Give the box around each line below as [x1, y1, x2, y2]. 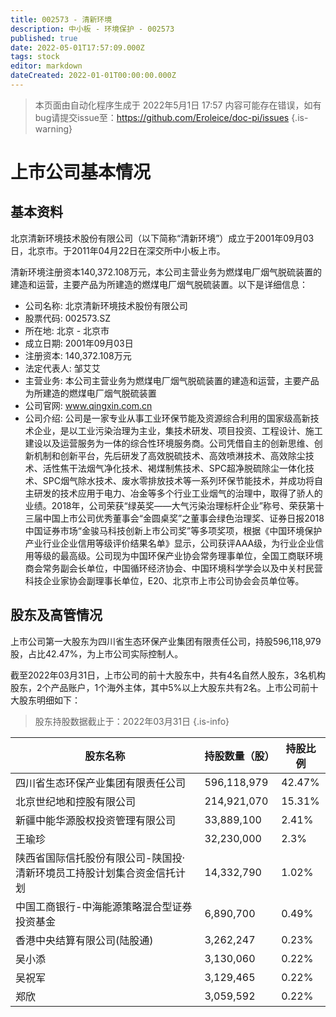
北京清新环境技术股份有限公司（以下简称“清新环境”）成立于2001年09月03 [10, 232, 315, 244]
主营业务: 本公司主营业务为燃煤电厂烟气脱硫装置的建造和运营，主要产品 [24, 374, 320, 386]
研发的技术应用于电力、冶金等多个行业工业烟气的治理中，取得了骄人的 [33, 487, 323, 499]
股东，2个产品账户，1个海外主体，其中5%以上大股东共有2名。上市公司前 [10, 681, 310, 693]
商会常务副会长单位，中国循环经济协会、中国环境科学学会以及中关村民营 [24, 562, 323, 574]
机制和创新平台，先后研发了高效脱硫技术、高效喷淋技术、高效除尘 [33, 449, 306, 461]
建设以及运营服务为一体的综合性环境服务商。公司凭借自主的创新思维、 [24, 437, 315, 449]
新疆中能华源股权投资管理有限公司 [15, 813, 177, 827]
